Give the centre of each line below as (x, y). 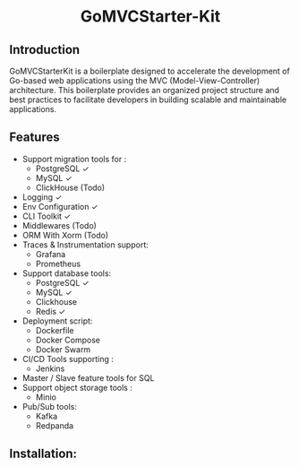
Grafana (51, 254)
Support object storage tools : (77, 387)
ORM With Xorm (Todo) (65, 235)
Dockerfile (55, 330)
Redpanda (55, 425)
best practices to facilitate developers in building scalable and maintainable (148, 99)
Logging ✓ (42, 197)
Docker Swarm (63, 349)
